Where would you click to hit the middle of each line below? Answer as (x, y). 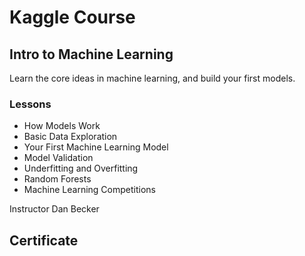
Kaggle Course (72, 17)
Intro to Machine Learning (91, 54)
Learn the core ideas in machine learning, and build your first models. (152, 78)
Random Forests (57, 179)
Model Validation (58, 158)
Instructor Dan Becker (54, 209)
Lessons (30, 104)
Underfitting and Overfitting (81, 168)
